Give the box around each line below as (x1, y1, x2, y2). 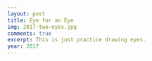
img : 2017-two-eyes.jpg (7, 23, 77, 30)
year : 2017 (7, 43, 39, 50)
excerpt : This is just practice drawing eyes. (7, 36, 146, 43)
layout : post (7, 10, 46, 18)
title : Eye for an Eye (7, 17, 74, 24)
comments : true (7, 29, 52, 37)
